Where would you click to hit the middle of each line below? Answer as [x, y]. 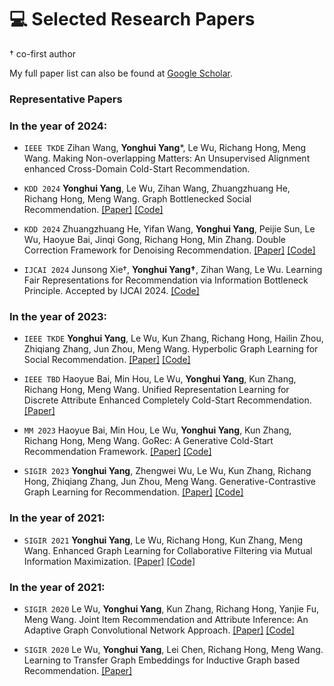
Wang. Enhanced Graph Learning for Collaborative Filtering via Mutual [168, 550]
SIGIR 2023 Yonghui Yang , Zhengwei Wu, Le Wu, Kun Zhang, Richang [167, 471]
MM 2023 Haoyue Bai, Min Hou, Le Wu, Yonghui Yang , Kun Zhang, [157, 430]
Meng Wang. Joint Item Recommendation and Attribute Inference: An [166, 620]
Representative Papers [66, 99]
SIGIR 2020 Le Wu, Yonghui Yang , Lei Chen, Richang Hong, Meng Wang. [173, 650]
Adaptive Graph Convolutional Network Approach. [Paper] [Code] [159, 630]
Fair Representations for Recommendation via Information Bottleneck [166, 280]
